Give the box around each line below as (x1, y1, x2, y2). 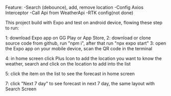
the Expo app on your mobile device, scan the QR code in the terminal (5, 46, 153, 51)
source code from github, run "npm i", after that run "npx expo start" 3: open (5, 40, 166, 46)
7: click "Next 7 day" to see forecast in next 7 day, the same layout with (5, 81, 155, 86)
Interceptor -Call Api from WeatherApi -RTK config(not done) (5, 10, 134, 16)
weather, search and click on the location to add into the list (5, 61, 131, 67)
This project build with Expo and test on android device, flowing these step (5, 20, 162, 25)
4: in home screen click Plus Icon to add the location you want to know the (5, 55, 162, 61)
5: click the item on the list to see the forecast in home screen (5, 71, 135, 77)
